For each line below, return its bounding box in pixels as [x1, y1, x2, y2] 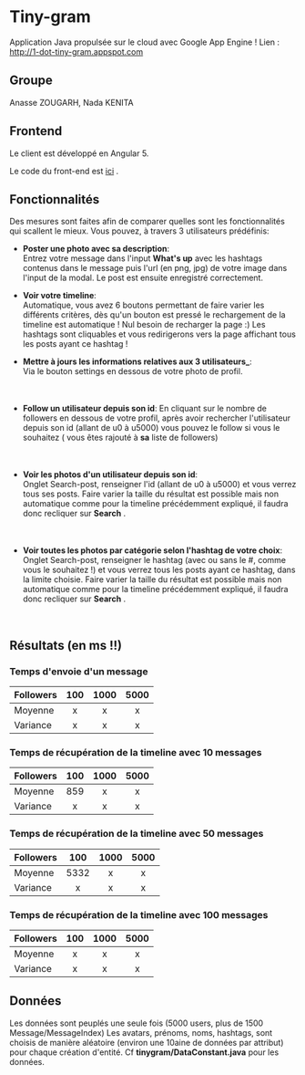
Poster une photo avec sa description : [22, 244, 170, 255]
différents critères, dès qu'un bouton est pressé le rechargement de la [22, 309, 286, 320]
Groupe [9, 73, 53, 89]
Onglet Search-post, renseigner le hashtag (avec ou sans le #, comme [22, 555, 287, 566]
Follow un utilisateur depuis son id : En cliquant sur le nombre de [22, 403, 267, 414]
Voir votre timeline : [22, 290, 97, 301]
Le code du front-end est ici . [9, 165, 119, 176]
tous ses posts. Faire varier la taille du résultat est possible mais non [22, 488, 280, 499]
